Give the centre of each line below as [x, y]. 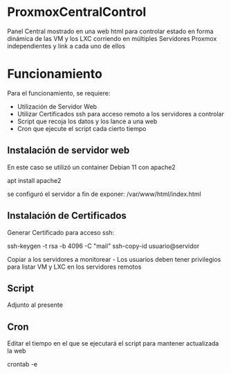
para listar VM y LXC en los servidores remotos [74, 267]
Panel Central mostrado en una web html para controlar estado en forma [110, 31]
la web [17, 351]
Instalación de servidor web [68, 151]
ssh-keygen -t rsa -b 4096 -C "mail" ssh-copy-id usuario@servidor [103, 246]
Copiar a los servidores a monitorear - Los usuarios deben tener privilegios [114, 259]
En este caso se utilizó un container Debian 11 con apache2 [92, 167]
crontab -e [22, 364]
